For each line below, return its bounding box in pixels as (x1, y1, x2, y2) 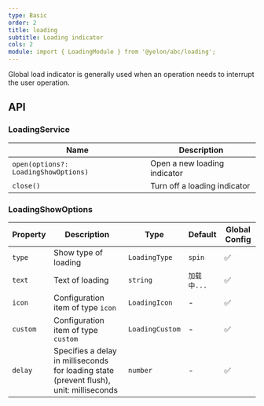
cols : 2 (8, 41, 34, 49)
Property (12, 229, 46, 240)
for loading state (53, 364, 114, 375)
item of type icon (53, 302, 116, 313)
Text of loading (53, 274, 109, 285)
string (128, 276, 153, 284)
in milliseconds (53, 355, 108, 366)
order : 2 (8, 19, 37, 27)
